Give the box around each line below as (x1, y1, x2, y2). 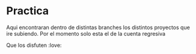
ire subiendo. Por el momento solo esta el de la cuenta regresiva (6, 30, 166, 37)
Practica (6, 4, 49, 18)
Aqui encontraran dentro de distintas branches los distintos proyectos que (6, 24, 191, 31)
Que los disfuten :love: (6, 42, 62, 49)
